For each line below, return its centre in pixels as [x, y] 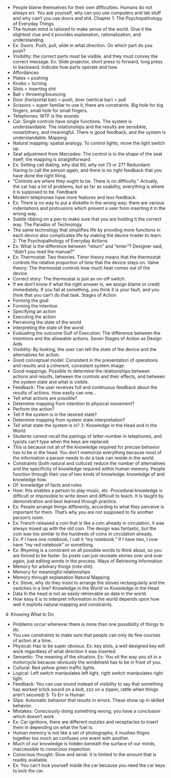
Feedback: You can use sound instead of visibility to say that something [88, 684]
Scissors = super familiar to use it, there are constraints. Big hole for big [88, 105]
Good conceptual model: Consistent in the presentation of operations [85, 360]
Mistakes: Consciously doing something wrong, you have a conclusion [87, 711]
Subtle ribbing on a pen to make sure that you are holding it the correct [87, 219]
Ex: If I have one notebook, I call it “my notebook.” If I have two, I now [85, 539]
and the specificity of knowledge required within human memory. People [89, 469]
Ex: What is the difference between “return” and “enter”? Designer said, [88, 246]
